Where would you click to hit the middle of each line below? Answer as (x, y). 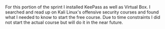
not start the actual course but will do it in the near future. (64, 22)
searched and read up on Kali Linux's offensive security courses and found (82, 12)
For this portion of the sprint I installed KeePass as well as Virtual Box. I (78, 7)
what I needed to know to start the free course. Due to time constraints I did (83, 17)
